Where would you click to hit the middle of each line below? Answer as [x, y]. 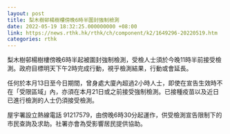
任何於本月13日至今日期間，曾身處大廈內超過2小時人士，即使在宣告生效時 [112, 83]
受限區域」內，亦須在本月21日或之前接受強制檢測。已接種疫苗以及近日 [119, 92]
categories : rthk [32, 39]
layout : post [26, 13]
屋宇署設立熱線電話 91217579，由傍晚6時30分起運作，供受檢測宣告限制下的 [115, 115]
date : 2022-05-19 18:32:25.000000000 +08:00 [72, 26]
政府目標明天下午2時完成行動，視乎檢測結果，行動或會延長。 [106, 68]
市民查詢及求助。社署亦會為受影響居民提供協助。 [77, 124]
